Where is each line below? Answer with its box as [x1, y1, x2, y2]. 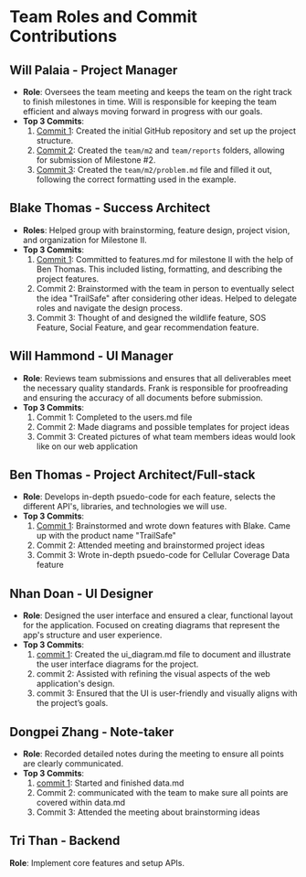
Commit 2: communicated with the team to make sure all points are [36, 787, 289, 798]
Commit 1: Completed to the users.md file [36, 412, 193, 422]
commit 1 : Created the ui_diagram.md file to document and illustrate [36, 649, 291, 660]
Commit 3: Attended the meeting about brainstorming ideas [36, 807, 260, 818]
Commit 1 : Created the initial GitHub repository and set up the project [36, 125, 297, 136]
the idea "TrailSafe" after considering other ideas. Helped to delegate [36, 293, 297, 304]
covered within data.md [36, 797, 126, 808]
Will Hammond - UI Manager [9, 348, 174, 364]
